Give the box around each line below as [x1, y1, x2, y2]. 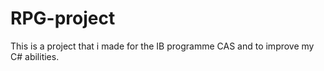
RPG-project [10, 7, 116, 30]
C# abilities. [10, 50, 60, 62]
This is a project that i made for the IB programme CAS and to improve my [10, 40, 315, 52]
